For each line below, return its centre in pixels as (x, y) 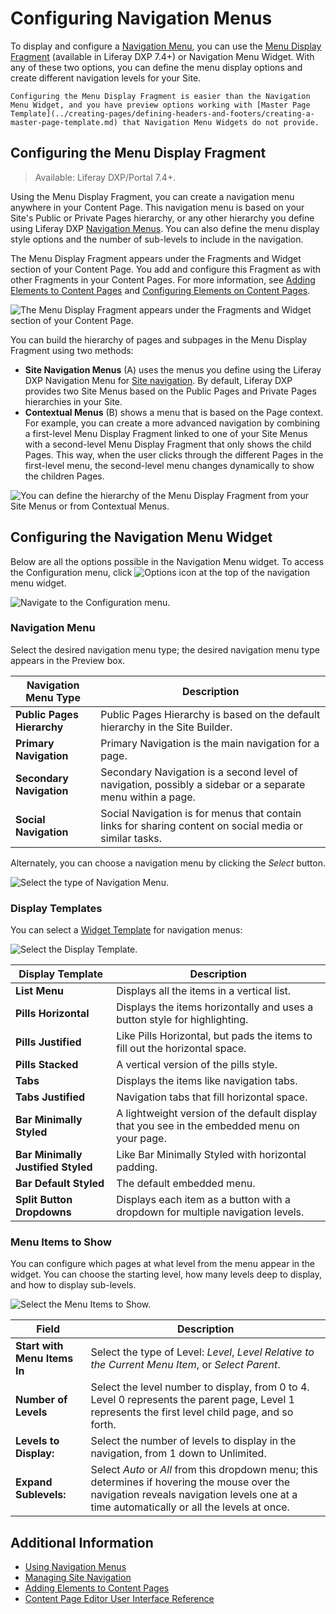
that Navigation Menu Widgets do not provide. (220, 122)
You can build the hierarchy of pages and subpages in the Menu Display (159, 339)
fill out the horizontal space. (181, 1049)
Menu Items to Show (61, 1242)
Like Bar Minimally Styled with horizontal (211, 1155)
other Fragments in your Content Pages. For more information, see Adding (163, 279)
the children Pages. (64, 476)
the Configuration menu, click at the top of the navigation (160, 572)
